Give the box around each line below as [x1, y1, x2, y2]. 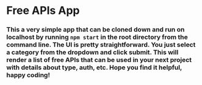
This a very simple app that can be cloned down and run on [6, 25, 185, 34]
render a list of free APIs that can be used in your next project [6, 56, 192, 64]
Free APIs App [6, 4, 81, 18]
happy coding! [6, 71, 51, 80]
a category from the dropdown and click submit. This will [6, 48, 179, 56]
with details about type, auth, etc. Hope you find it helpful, [6, 63, 182, 72]
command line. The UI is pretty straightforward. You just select [6, 41, 196, 49]
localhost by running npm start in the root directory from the [6, 33, 188, 41]
